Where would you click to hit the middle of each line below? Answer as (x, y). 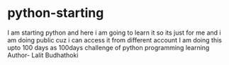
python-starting (56, 13)
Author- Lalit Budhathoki (43, 55)
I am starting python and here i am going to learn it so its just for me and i (114, 32)
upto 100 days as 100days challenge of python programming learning (108, 47)
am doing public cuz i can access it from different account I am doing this (114, 40)
